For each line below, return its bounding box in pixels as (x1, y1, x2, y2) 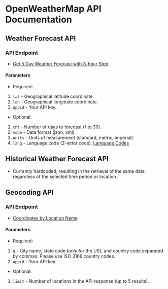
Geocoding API (5, 188, 54, 197)
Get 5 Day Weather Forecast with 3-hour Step (12, 60, 109, 66)
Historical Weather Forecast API (5, 155, 109, 163)
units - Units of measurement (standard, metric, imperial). (12, 135, 135, 141)
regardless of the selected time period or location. (12, 173, 118, 179)
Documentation (5, 14, 73, 25)
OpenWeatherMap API (5, 3, 102, 15)
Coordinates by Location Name (12, 215, 78, 221)
